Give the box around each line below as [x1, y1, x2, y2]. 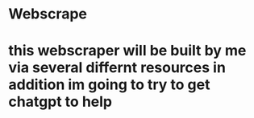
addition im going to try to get [8, 75, 210, 94]
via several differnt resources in [8, 59, 226, 77]
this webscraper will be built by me [8, 42, 247, 60]
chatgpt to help [8, 93, 113, 111]
